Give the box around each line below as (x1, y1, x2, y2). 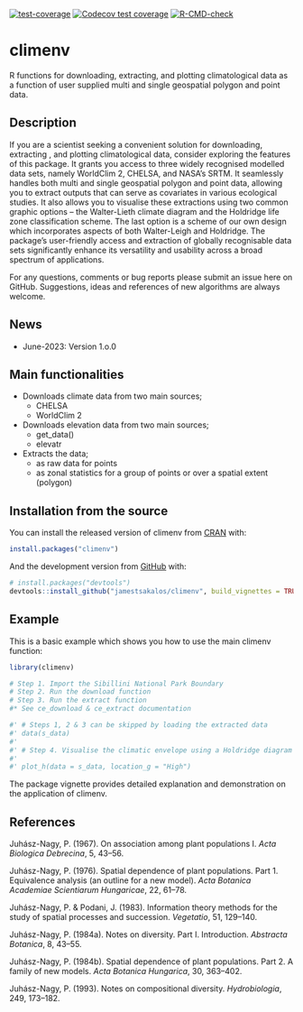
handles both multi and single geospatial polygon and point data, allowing (9, 177, 283, 189)
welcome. (9, 290, 46, 301)
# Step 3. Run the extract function (9, 695, 147, 705)
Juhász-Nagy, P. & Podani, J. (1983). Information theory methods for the (9, 902, 278, 913)
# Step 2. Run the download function (9, 687, 151, 696)
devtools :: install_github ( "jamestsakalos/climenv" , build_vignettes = (9, 586, 280, 595)
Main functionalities (9, 366, 124, 382)
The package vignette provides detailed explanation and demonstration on (9, 778, 287, 789)
